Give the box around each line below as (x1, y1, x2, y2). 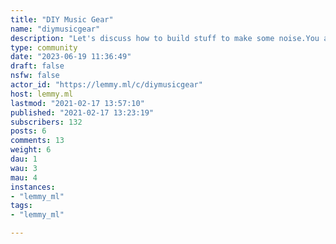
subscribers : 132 (10, 117, 83, 127)
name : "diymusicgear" (10, 24, 101, 34)
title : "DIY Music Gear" (10, 14, 114, 25)
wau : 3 (10, 163, 38, 173)
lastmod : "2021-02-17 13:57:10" (10, 98, 145, 108)
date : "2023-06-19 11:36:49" (10, 52, 132, 62)
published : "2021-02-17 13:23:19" (10, 107, 155, 118)
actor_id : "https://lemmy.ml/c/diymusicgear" (10, 80, 203, 90)
